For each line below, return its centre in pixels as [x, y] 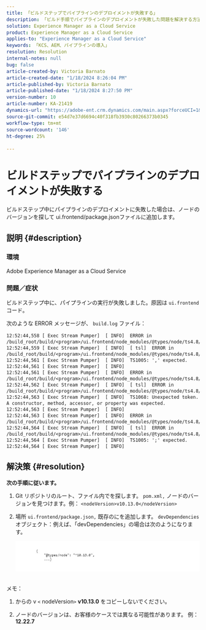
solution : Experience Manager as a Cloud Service [71, 26]
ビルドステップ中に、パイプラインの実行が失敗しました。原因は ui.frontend [103, 303]
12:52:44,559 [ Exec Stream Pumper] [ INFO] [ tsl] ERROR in [90, 348]
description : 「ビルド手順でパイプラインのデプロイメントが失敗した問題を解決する [100, 19]
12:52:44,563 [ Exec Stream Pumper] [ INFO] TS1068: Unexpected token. [103, 397]
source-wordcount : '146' [38, 130]
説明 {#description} [44, 238]
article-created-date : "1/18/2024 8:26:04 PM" [67, 78]
